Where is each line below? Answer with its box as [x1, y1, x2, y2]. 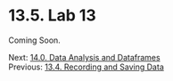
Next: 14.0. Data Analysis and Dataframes [8, 52, 161, 62]
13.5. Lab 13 [8, 5, 97, 26]
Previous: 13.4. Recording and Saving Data [8, 61, 164, 72]
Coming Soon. [8, 35, 62, 45]
